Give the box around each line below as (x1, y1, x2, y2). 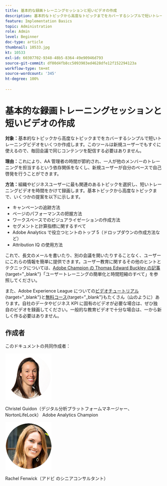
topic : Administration (5, 24, 52, 29)
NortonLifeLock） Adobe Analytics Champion (5, 412, 98, 418)
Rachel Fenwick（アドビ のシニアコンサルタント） (5, 475, 108, 481)
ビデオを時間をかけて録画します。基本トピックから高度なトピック (18, 187, 153, 193)
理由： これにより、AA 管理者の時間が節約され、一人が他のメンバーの (5, 158, 148, 164)
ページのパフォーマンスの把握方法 (12, 210, 83, 216)
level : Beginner (5, 34, 39, 39)
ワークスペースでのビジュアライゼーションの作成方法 (12, 217, 121, 223)
